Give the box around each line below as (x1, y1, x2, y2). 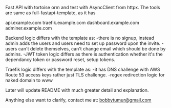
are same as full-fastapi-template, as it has (5, 10, 96, 16)
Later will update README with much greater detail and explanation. (5, 87, 149, 93)
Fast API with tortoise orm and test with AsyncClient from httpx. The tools (5, 5, 160, 10)
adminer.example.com (5, 25, 52, 31)
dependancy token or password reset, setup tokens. (5, 57, 115, 63)
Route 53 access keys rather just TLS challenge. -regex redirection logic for (5, 72, 165, 78)
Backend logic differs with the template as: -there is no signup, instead (5, 35, 155, 41)
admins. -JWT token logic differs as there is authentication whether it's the (5, 51, 163, 57)
